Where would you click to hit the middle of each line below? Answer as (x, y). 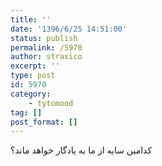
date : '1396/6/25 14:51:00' (69, 29)
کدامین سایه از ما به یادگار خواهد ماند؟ (81, 150)
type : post (33, 76)
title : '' (31, 19)
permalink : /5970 (46, 47)
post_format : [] (44, 122)
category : (31, 94)
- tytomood (51, 103)
